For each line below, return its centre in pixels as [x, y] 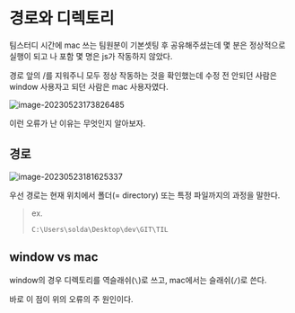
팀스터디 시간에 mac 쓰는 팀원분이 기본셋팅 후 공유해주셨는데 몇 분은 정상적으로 [147, 45]
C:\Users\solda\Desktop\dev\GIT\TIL [100, 229]
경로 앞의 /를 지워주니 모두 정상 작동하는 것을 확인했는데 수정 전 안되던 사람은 [143, 75]
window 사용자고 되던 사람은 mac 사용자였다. [89, 86]
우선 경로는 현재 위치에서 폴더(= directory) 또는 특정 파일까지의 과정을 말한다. [145, 195]
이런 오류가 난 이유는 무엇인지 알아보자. [78, 123]
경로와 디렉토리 [62, 18]
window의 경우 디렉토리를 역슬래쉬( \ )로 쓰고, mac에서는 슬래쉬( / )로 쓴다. [138, 280]
